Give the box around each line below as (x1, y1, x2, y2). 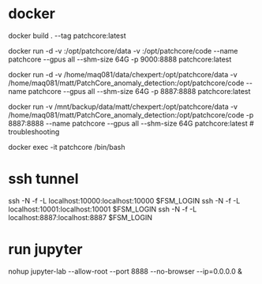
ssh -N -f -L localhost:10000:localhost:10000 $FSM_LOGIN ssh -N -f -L (8, 196, 241, 205)
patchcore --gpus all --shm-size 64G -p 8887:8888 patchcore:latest (28, 86, 251, 95)
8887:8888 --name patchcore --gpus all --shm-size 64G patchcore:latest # (8, 118, 254, 128)
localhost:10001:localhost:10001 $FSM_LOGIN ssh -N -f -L (8, 204, 197, 214)
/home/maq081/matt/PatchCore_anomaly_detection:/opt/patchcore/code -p (8, 110, 254, 119)
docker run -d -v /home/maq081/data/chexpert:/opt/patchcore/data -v (8, 69, 238, 79)
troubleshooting (8, 127, 60, 136)
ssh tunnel (8, 170, 79, 188)
